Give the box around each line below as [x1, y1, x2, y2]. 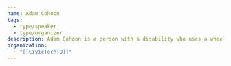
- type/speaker [13, 23, 57, 30]
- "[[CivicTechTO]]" [13, 49, 72, 56]
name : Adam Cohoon [7, 10, 60, 17]
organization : [7, 42, 48, 49]
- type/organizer [13, 29, 63, 36]
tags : [7, 16, 23, 23]
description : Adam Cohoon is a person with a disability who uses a [7, 36, 208, 43]
